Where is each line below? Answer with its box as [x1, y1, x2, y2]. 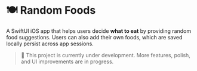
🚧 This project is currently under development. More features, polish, [20, 51, 191, 58]
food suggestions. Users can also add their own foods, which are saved [6, 33, 183, 41]
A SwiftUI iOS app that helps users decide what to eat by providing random [6, 27, 192, 35]
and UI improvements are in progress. [20, 58, 114, 65]
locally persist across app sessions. [6, 40, 94, 47]
